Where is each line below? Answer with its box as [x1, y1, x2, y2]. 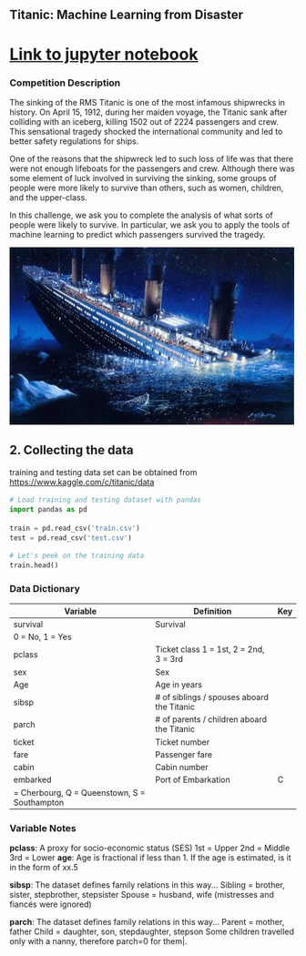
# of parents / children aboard [155, 714, 267, 725]
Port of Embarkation [155, 774, 230, 786]
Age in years [155, 678, 203, 690]
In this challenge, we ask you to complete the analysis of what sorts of [9, 209, 273, 220]
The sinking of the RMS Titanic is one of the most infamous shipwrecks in [9, 97, 285, 107]
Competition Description [9, 76, 121, 89]
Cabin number [155, 762, 209, 773]
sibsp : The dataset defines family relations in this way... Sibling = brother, [9, 880, 285, 890]
